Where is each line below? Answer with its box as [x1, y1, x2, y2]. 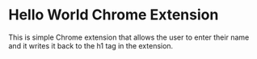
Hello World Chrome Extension [8, 6, 219, 24]
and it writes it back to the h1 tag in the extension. [8, 40, 174, 50]
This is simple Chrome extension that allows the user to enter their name [8, 32, 250, 42]
